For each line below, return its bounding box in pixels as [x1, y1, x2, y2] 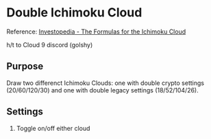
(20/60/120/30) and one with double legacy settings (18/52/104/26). [6, 86, 199, 94]
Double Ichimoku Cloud [6, 5, 142, 21]
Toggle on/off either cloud [16, 124, 90, 132]
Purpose [6, 60, 44, 73]
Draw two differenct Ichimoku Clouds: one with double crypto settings [6, 79, 205, 87]
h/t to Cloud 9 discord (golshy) [6, 40, 93, 49]
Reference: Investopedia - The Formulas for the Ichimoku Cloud [6, 27, 186, 36]
